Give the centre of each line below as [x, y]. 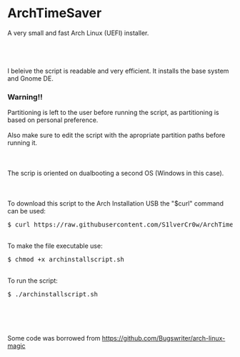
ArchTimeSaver [55, 13]
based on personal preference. [53, 120]
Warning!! [25, 96]
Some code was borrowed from [54, 338]
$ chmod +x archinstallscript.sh [66, 260]
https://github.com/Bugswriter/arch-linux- [164, 338]
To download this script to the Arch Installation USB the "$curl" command [115, 203]
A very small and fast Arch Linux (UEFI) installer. [78, 33]
